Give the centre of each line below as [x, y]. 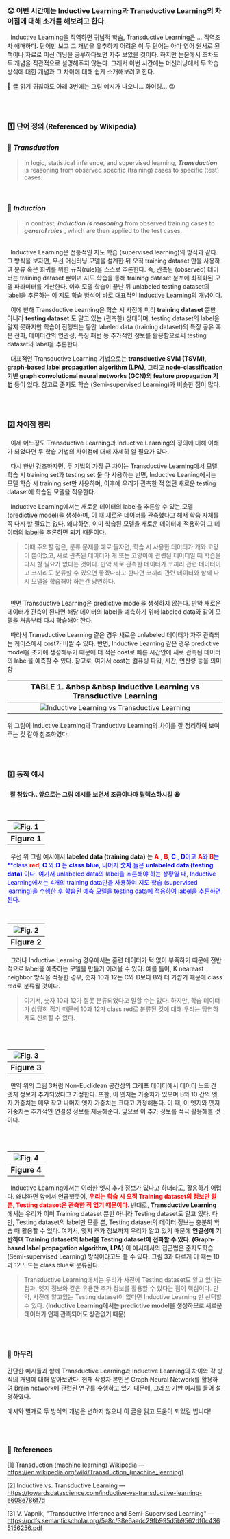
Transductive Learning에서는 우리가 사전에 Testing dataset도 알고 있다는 [123, 1280]
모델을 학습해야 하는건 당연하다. [73, 582]
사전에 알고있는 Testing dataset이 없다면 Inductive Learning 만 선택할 [128, 1297]
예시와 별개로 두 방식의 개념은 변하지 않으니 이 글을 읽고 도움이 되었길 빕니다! [109, 1411]
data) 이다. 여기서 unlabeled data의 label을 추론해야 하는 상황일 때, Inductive [112, 874]
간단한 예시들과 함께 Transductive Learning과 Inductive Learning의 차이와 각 [112, 1371]
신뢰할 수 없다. [56, 1018]
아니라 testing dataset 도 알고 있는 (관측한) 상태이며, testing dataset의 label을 [114, 318]
